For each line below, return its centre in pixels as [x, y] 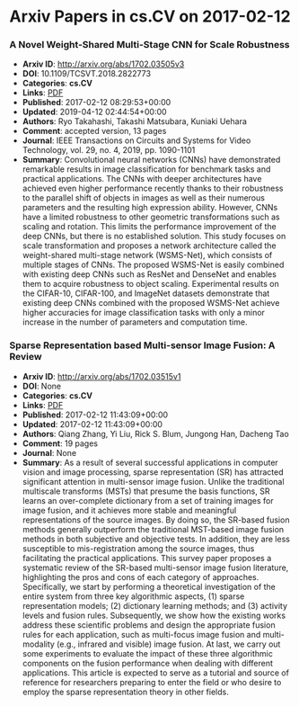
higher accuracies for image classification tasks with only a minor [143, 313]
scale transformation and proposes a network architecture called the [149, 246]
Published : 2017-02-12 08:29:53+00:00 [97, 103]
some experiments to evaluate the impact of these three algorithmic [148, 653]
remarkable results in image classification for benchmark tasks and [146, 169]
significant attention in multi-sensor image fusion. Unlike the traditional [153, 481]
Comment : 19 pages [60, 443]
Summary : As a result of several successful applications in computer [150, 462]
